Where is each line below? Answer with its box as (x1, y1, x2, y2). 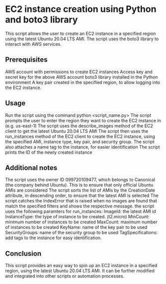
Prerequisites (5, 56, 48, 64)
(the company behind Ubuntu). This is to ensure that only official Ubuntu (5, 182, 154, 188)
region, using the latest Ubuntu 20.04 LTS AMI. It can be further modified (5, 268, 155, 274)
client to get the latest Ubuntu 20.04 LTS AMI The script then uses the (5, 128, 148, 134)
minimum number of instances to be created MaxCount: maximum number (5, 219, 158, 225)
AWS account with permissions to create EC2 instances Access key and (5, 69, 153, 75)
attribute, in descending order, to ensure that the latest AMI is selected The (5, 192, 159, 198)
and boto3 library (5, 14, 78, 25)
